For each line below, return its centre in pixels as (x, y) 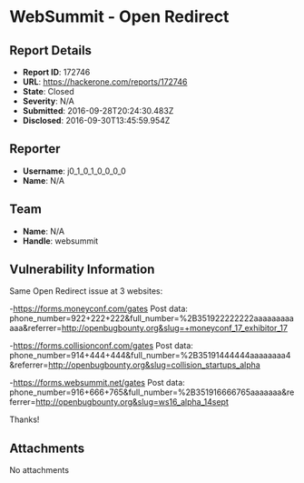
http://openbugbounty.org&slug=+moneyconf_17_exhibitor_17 (175, 328)
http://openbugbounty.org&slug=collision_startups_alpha (154, 365)
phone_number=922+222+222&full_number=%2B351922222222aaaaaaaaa (152, 318)
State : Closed (48, 91)
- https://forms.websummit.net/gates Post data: (98, 383)
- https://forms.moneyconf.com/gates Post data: (99, 309)
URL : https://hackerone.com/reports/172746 (105, 82)
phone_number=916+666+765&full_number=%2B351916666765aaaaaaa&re (152, 392)
